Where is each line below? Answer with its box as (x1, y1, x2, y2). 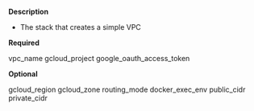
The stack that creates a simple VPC (19, 23, 141, 31)
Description (8, 7, 49, 16)
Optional (8, 69, 38, 79)
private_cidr (8, 93, 48, 103)
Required (8, 38, 40, 47)
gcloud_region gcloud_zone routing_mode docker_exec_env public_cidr (8, 84, 246, 94)
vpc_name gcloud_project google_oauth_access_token (8, 54, 190, 63)
